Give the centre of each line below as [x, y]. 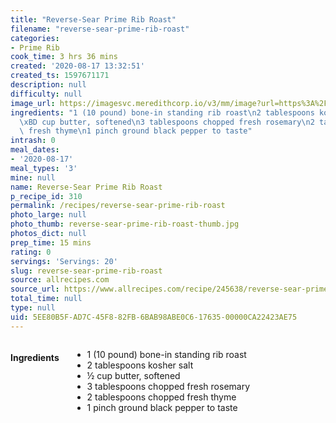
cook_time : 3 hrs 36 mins [64, 57]
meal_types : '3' [44, 168]
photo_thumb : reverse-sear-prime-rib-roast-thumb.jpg [125, 224]
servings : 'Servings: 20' [64, 261]
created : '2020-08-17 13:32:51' [77, 66]
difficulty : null [46, 94]
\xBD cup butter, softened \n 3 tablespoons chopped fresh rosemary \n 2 [167, 122]
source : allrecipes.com [60, 280]
